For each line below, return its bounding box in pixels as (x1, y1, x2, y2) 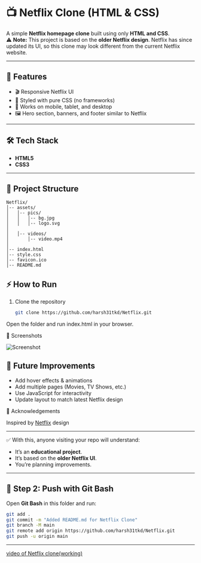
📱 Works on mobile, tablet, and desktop (14, 103, 112, 110)
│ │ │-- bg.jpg (6, 215, 55, 221)
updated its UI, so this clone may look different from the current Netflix (6, 42, 181, 50)
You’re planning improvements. (14, 461, 92, 468)
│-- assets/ (6, 205, 36, 211)
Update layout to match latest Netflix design (14, 396, 123, 403)
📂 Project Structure (6, 183, 79, 194)
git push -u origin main (6, 534, 68, 540)
